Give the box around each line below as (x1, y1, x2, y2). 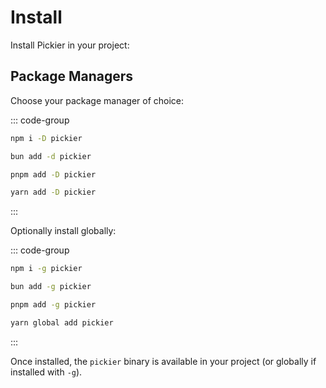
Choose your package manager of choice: (10, 94, 185, 106)
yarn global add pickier (10, 317, 114, 328)
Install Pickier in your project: (10, 39, 130, 51)
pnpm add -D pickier (10, 169, 97, 180)
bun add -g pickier (10, 282, 92, 292)
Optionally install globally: (10, 225, 117, 237)
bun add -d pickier (10, 151, 92, 161)
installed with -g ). (10, 366, 83, 378)
